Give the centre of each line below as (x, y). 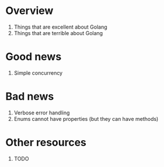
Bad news (30, 97)
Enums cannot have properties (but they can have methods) (86, 119)
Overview (29, 11)
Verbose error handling (42, 113)
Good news (34, 57)
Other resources (46, 142)
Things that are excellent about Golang (60, 27)
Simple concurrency (38, 73)
